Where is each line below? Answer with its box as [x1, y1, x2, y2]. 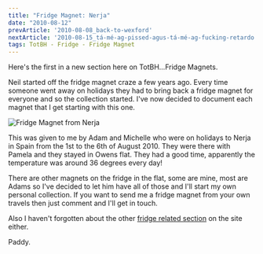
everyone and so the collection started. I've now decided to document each [8, 94, 253, 104]
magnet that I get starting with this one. [8, 103, 136, 112]
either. [8, 222, 29, 232]
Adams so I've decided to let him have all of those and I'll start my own [8, 182, 237, 191]
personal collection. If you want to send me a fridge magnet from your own [8, 190, 250, 200]
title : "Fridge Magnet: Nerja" [8, 11, 111, 20]
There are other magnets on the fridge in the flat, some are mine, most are [8, 174, 249, 183]
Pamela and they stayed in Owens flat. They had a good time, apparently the [8, 150, 255, 160]
